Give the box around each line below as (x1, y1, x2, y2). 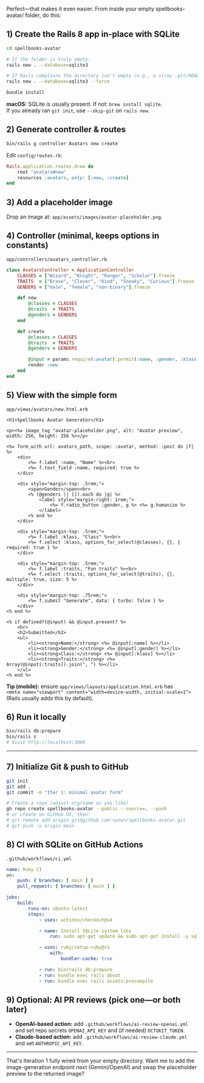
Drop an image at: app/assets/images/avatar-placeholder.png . (6, 213, 163, 220)
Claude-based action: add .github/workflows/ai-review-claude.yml (15, 1033, 188, 1040)
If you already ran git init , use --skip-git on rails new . (6, 107, 150, 114)
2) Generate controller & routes (6, 125, 126, 135)
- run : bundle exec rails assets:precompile (38, 978, 154, 984)
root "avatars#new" (17, 169, 67, 175)
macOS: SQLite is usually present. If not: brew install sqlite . (6, 100, 163, 108)
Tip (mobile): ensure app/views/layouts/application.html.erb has (6, 683, 174, 690)
